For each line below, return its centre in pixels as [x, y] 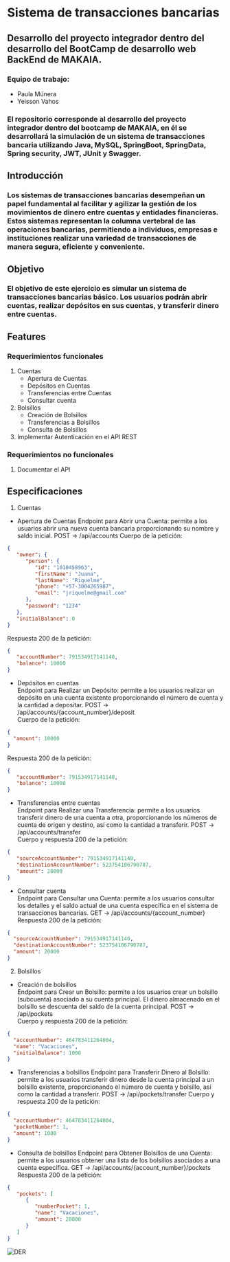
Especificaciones [45, 491]
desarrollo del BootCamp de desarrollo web [102, 48]
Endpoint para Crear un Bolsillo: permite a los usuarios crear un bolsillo [117, 992]
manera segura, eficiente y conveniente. [76, 247]
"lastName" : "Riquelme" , [70, 580]
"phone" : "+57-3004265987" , [75, 587]
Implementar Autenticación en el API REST [77, 437]
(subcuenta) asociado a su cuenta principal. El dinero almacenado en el [118, 999]
